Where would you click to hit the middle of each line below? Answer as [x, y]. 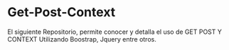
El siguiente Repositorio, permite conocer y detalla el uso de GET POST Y [114, 32]
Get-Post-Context [62, 12]
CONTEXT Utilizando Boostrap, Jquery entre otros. [82, 39]
